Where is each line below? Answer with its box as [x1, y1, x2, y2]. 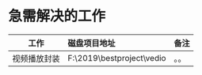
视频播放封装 [12, 53, 61, 64]
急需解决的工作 [8, 7, 106, 25]
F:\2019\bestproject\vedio [67, 52, 166, 63]
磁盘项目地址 [67, 37, 116, 48]
